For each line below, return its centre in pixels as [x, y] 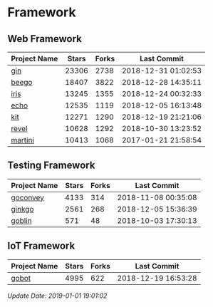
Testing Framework [51, 166]
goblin [21, 220]
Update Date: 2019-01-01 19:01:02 [57, 296]
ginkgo [22, 209]
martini [22, 140]
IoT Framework [41, 246]
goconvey [28, 197]
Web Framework [45, 39]
